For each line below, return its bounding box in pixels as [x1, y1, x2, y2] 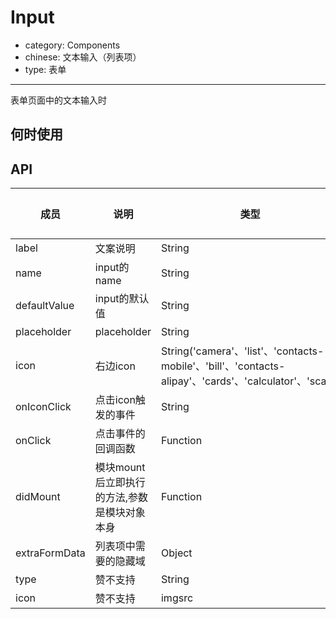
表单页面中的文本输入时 [10, 94, 107, 106]
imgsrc [160, 591, 194, 605]
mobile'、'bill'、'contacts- [160, 359, 286, 373]
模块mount [94, 461, 146, 475]
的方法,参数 [94, 491, 149, 505]
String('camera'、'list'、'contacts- [160, 344, 325, 358]
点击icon [94, 393, 136, 407]
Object [160, 546, 193, 560]
